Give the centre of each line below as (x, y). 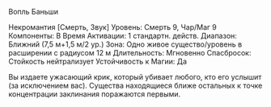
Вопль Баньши (34, 12)
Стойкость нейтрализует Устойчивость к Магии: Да (98, 61)
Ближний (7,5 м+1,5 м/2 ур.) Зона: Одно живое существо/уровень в (125, 44)
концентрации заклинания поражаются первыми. (95, 94)
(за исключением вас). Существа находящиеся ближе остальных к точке (135, 85)
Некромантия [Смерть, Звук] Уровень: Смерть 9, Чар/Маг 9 (112, 27)
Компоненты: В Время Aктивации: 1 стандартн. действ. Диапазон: (123, 36)
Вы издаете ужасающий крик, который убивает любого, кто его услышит (135, 77)
